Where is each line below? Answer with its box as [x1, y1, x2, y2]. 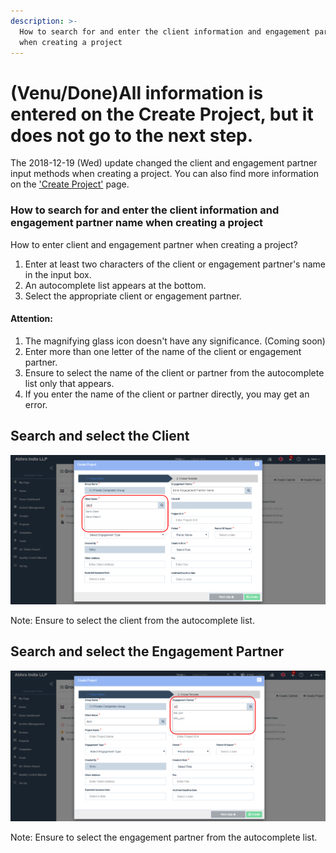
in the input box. [24, 268, 92, 280]
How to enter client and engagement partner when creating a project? [10, 238, 298, 250]
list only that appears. [24, 377, 115, 389]
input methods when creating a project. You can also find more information [10, 168, 320, 180]
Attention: [10, 313, 53, 325]
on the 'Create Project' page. [10, 178, 130, 190]
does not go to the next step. [10, 124, 254, 147]
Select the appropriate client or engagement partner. [24, 290, 242, 302]
